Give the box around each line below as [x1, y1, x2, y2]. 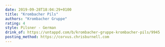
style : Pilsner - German [5, 25, 56, 30]
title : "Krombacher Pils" [5, 12, 58, 17]
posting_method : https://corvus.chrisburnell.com [5, 35, 110, 40]
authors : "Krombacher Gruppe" [5, 16, 68, 21]
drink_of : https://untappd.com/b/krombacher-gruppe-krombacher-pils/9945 [5, 30, 161, 35]
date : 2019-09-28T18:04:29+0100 [5, 7, 72, 12]
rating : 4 [5, 21, 26, 26]
